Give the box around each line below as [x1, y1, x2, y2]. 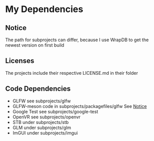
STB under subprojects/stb [12, 119, 69, 125]
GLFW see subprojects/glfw [12, 98, 71, 104]
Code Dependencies [5, 84, 71, 93]
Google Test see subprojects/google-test [12, 108, 98, 114]
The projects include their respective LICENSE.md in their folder [5, 70, 138, 76]
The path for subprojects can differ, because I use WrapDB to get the [5, 37, 149, 43]
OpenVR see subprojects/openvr [12, 114, 81, 120]
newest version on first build [5, 42, 65, 48]
